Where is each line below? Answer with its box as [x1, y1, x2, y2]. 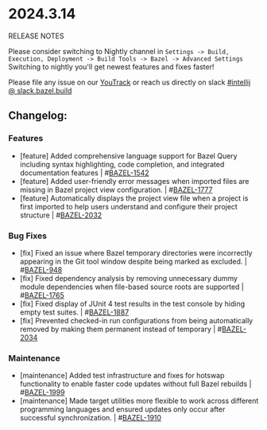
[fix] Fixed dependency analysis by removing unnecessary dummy [19, 273, 238, 283]
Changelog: [8, 109, 68, 123]
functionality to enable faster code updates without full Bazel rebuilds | [19, 379, 252, 389]
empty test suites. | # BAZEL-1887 [19, 307, 130, 317]
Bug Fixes [8, 230, 48, 241]
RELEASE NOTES [8, 31, 65, 41]
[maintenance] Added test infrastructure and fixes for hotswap [19, 371, 225, 381]
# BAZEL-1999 [19, 388, 65, 397]
